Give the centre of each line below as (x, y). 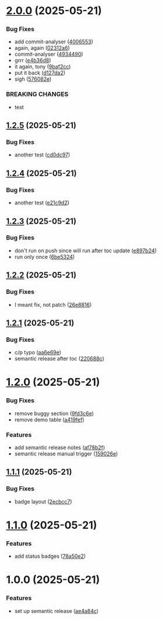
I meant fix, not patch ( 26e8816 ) (53, 304)
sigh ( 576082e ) (33, 79)
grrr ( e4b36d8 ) (33, 60)
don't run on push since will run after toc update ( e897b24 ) (86, 251)
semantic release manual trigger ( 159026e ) (66, 454)
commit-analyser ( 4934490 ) (49, 54)
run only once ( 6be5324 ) (45, 256)
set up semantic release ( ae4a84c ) (57, 611)
